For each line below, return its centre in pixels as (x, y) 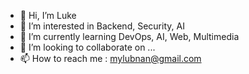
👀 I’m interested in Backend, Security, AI (102, 26)
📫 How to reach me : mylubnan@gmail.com (110, 58)
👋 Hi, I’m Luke (48, 15)
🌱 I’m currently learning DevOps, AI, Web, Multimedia (129, 36)
